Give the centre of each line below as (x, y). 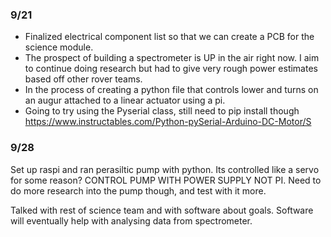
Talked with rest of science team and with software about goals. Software (162, 210)
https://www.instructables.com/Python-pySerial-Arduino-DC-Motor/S (168, 122)
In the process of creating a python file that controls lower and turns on (171, 90)
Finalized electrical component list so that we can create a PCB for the (169, 37)
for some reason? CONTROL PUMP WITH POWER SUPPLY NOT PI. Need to (166, 180)
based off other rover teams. (83, 79)
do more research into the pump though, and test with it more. (138, 190)
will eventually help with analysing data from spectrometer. (131, 220)
